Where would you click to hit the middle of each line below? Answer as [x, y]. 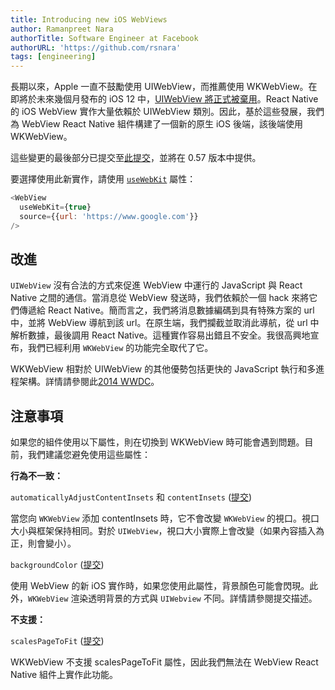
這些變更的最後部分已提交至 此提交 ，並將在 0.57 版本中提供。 [136, 158]
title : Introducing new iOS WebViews [89, 19]
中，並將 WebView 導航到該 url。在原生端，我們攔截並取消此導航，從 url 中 [165, 323]
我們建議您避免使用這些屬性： [89, 455]
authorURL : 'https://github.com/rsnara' [96, 47]
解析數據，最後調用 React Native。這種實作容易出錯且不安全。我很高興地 [160, 335]
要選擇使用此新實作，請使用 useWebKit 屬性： [103, 179]
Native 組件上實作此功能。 [64, 675]
